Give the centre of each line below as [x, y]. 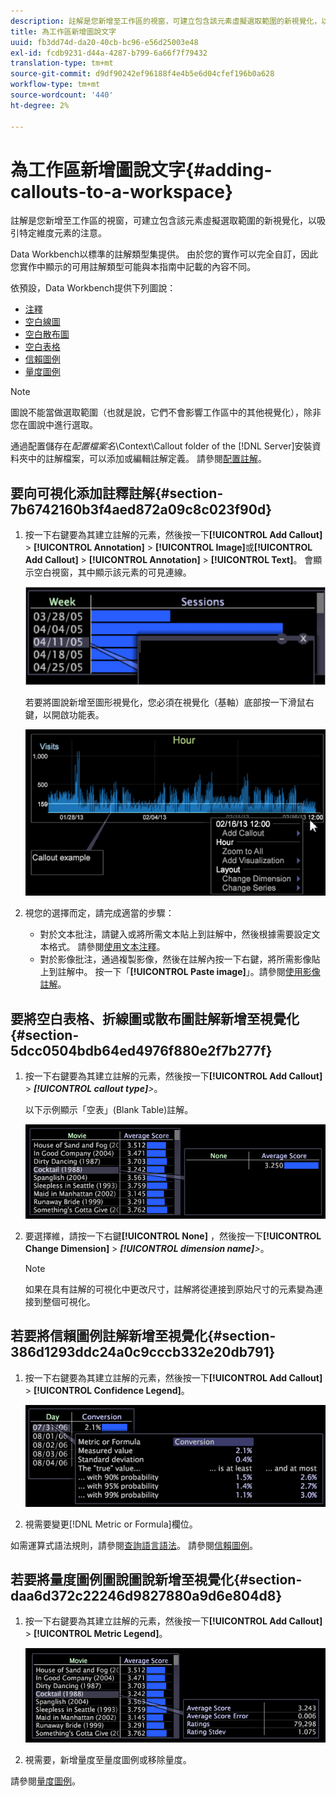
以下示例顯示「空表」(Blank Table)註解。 [109, 1110]
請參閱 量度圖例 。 [45, 1781]
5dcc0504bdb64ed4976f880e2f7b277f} [141, 1050]
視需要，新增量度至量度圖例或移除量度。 [108, 1759]
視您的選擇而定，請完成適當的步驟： [99, 913]
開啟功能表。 [78, 714]
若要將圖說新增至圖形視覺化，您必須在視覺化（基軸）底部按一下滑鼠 [165, 702]
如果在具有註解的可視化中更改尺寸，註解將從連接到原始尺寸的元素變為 [169, 1289]
